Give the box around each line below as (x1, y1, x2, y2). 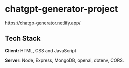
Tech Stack (5, 34, 41, 43)
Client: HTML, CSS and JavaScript (5, 47, 76, 53)
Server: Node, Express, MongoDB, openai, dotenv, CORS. (5, 57, 124, 63)
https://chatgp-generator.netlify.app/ (5, 20, 81, 26)
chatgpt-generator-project (5, 3, 118, 15)
